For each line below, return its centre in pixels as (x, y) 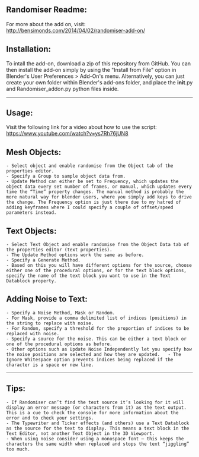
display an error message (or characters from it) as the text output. (96, 407)
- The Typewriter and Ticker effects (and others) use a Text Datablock (98, 423)
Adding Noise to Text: (47, 299)
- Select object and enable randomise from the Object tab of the (90, 166)
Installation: (29, 49)
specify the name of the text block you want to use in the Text (88, 276)
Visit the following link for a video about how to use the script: (81, 127)
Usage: (20, 113)
